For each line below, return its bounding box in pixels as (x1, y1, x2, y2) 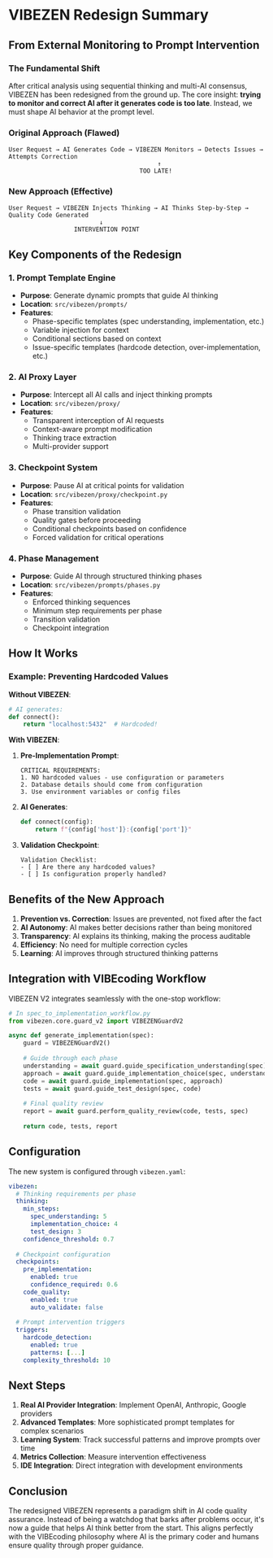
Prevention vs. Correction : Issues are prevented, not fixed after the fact (19, 914, 262, 923)
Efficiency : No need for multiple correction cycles (19, 940, 188, 949)
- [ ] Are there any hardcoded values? (19, 863, 156, 871)
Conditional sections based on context (32, 334, 162, 343)
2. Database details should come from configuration (19, 781, 203, 789)
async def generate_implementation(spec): (8, 1032, 154, 1040)
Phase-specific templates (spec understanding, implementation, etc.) (32, 316, 265, 326)
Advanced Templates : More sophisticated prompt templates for (19, 1417, 236, 1427)
